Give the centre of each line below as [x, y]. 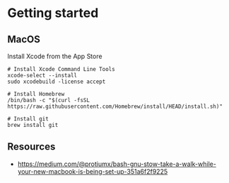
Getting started [53, 13]
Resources [31, 147]
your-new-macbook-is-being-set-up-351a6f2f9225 [93, 171]
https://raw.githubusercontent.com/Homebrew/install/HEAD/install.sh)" [115, 106]
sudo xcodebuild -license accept [57, 82]
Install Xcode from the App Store [55, 56]
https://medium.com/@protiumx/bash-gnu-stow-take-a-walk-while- [117, 164]
